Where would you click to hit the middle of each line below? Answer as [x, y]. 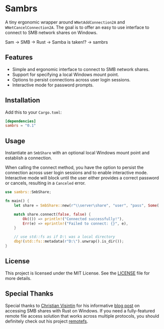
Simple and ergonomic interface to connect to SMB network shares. [81, 69]
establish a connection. [29, 158]
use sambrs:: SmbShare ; [28, 192]
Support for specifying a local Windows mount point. [66, 75]
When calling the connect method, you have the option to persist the [74, 168]
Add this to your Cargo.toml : [34, 112]
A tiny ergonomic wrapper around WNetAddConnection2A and [65, 22]
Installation [23, 100]
